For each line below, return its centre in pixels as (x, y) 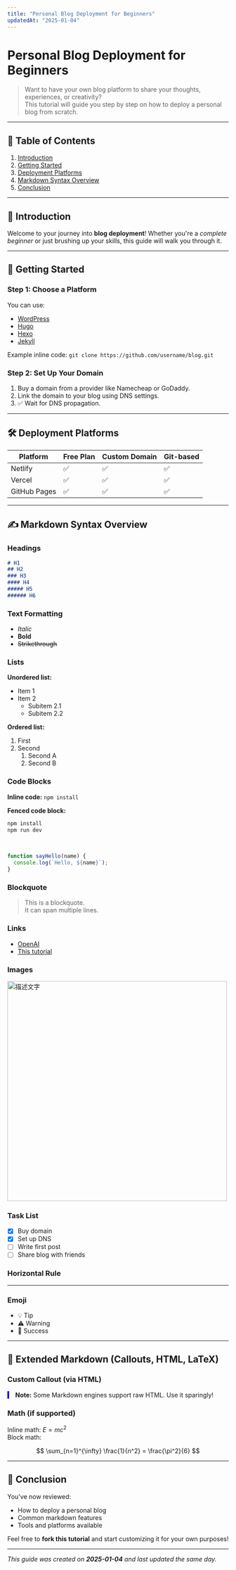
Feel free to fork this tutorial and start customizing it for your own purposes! (118, 1538)
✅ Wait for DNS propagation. (59, 403)
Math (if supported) (41, 1413)
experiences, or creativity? (63, 97)
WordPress (33, 318)
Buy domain (35, 1231)
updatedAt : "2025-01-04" (44, 20)
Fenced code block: (37, 810)
